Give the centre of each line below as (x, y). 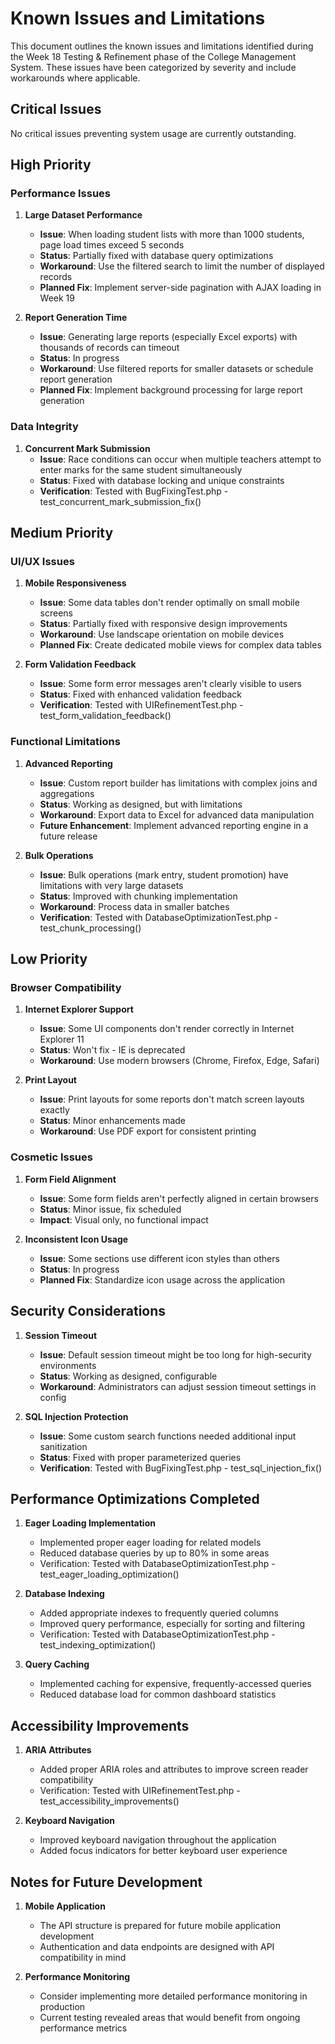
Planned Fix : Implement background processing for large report (171, 390)
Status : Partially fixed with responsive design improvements (163, 624)
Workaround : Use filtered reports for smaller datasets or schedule (176, 369)
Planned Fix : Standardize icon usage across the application (162, 1279)
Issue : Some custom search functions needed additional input (168, 1436)
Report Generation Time (76, 318)
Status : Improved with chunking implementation (138, 896)
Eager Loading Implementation (90, 1523)
